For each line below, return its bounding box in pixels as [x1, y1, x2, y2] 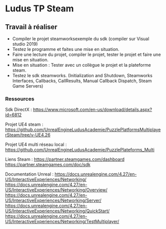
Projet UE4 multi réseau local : [5, 141, 67, 147]
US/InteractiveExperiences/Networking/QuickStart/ [5, 208, 110, 214]
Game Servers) [12, 83, 44, 89]
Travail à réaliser [5, 23, 58, 31]
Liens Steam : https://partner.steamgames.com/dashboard [5, 156, 125, 162]
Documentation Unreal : [5, 171, 54, 177]
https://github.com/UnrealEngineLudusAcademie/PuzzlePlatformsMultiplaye [5, 127, 161, 133]
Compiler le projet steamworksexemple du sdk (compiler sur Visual [12, 36, 150, 42]
